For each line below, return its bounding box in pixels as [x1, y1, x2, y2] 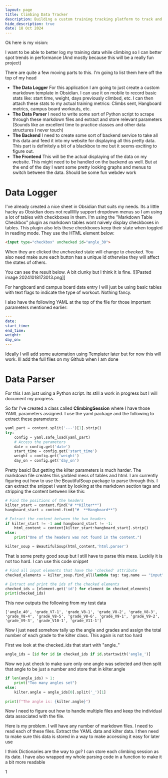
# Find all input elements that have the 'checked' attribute [5, 568, 137, 573]
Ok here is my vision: [5, 39, 48, 45]
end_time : [5, 328, 26, 333]
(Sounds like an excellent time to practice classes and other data [12, 122, 146, 128]
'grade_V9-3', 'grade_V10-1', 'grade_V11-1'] [5, 618, 101, 624]
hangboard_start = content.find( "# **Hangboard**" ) [5, 507, 117, 512]
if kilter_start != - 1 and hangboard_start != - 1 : [5, 521, 113, 526]
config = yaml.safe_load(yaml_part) [14, 435, 91, 440]
